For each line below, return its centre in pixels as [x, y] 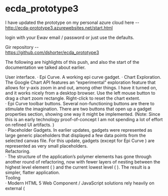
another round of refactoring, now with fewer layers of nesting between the [83, 162]
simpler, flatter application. [32, 172]
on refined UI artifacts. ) [30, 125]
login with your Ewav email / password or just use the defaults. [70, 37]
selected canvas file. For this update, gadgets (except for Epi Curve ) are [80, 141]
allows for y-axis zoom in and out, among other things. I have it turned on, [81, 87]
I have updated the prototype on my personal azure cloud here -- [72, 22]
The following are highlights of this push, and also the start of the [72, 62]
